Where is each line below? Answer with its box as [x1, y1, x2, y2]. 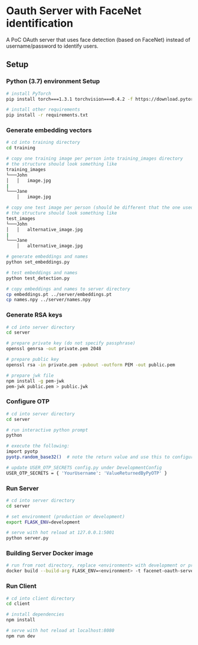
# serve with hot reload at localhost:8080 [6, 628, 115, 634]
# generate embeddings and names [6, 254, 88, 260]
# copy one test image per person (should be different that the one [6, 205, 181, 210]
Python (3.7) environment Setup [6, 77, 100, 85]
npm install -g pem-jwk [6, 378, 65, 384]
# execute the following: [6, 443, 70, 449]
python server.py [6, 535, 49, 541]
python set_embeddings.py [6, 259, 70, 265]
